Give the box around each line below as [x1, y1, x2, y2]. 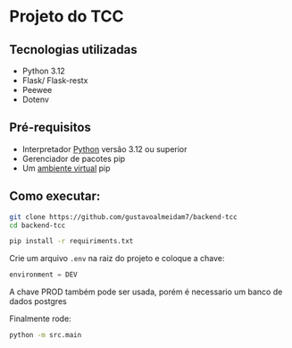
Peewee [21, 85, 53, 95]
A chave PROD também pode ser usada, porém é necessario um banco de [9, 286, 283, 297]
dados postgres [9, 296, 67, 307]
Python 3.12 [21, 65, 65, 76]
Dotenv [21, 94, 49, 105]
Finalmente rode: [9, 313, 71, 324]
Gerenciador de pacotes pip [21, 153, 126, 164]
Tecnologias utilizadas [9, 42, 138, 57]
